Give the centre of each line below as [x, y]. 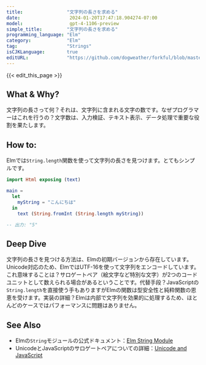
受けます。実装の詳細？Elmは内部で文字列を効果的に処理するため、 [102, 298]
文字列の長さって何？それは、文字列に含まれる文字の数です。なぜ [89, 110]
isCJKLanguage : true [42, 52]
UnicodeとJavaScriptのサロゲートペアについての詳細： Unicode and [101, 348]
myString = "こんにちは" [47, 202]
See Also [24, 325]
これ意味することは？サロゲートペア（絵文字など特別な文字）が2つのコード [102, 275]
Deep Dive [26, 244]
